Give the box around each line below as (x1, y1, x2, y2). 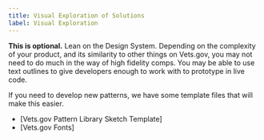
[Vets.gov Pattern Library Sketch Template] (19, 114, 162, 123)
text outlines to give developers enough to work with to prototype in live (8, 66, 246, 76)
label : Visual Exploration (8, 19, 98, 27)
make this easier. (8, 99, 64, 108)
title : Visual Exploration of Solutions (8, 11, 146, 20)
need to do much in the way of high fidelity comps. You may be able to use (8, 57, 255, 68)
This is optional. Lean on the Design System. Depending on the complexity (8, 41, 256, 50)
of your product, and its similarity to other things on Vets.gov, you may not (8, 49, 253, 59)
